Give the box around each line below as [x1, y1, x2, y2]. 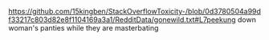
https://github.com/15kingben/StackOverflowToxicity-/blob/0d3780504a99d [8, 7, 261, 16]
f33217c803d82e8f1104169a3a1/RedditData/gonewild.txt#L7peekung [8, 15, 236, 24]
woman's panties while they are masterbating [8, 24, 159, 32]
